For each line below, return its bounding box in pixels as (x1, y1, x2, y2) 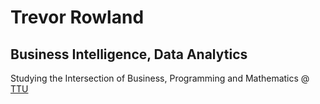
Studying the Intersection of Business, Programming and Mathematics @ (10, 72, 310, 84)
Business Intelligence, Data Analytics (10, 46, 248, 63)
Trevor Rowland (10, 6, 145, 29)
